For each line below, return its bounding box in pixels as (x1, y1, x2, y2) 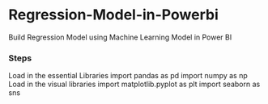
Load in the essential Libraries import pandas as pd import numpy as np (8, 71, 249, 81)
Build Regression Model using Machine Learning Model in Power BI (8, 32, 232, 42)
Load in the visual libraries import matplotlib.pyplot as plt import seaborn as (8, 79, 261, 89)
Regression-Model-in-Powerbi (8, 6, 219, 24)
